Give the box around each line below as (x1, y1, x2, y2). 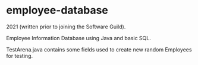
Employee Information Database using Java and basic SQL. (6, 34, 152, 41)
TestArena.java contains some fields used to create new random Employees (6, 45, 192, 53)
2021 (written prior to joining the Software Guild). (6, 23, 126, 30)
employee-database (6, 4, 109, 17)
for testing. (6, 52, 33, 59)
